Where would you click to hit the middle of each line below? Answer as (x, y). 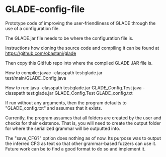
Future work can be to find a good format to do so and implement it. (75, 148)
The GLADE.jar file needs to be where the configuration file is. (69, 38)
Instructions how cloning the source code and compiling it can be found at (82, 48)
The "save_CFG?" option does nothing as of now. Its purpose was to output (83, 138)
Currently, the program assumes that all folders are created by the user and (84, 118)
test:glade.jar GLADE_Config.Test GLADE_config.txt (79, 93)
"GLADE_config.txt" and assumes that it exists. (54, 108)
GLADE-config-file (45, 9)
